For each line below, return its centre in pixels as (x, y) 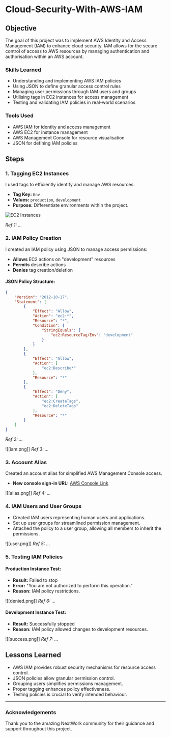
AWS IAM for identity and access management (62, 127)
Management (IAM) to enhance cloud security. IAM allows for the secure (81, 46)
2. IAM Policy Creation (33, 238)
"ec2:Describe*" (59, 368)
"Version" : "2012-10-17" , (42, 297)
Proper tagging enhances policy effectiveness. (62, 689)
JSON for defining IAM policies (45, 143)
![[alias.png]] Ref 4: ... (28, 493)
